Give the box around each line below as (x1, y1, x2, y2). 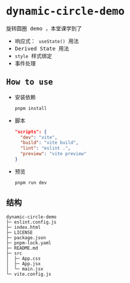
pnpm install (14, 105, 47, 111)
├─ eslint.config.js (6, 219, 57, 225)
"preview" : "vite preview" (20, 151, 87, 157)
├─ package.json (6, 234, 46, 241)
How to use (6, 77, 53, 87)
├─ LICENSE (6, 229, 33, 235)
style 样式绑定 (14, 52, 53, 59)
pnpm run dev (14, 180, 47, 185)
